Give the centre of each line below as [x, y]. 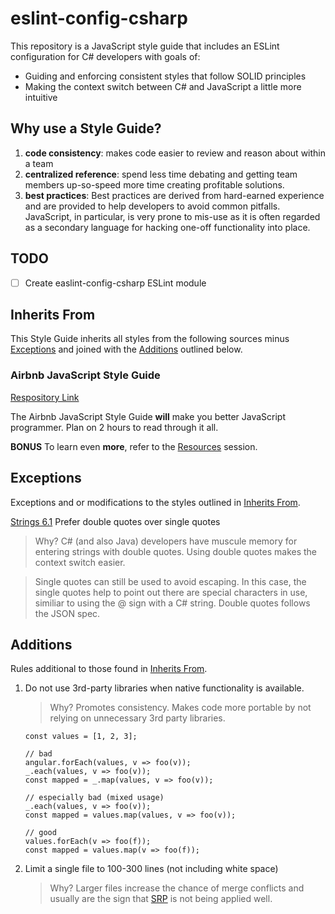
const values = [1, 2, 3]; [81, 737]
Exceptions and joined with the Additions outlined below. [126, 349]
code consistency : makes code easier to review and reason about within [175, 153]
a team [39, 163]
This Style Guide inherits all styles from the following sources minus [150, 339]
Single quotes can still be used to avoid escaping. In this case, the [170, 581]
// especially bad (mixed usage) [94, 798]
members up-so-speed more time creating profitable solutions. [154, 184]
